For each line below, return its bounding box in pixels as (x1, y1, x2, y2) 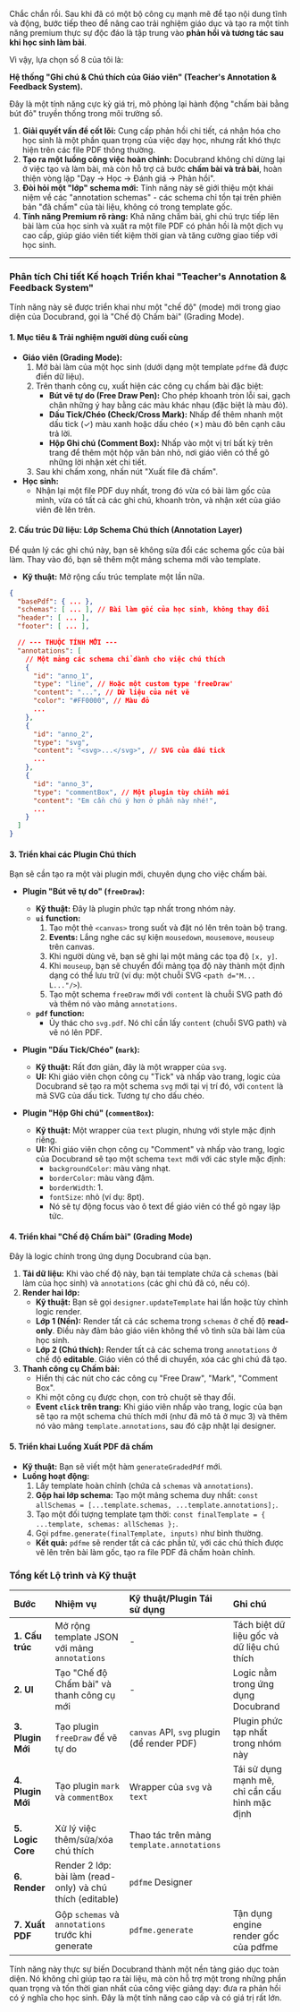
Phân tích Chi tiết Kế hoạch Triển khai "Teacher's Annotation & (9, 270, 287, 282)
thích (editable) (54, 1892, 120, 1905)
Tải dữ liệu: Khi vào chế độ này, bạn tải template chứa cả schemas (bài (21, 1268, 279, 1280)
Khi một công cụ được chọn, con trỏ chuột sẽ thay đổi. (35, 1392, 237, 1403)
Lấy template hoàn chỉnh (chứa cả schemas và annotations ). (35, 1480, 254, 1491)
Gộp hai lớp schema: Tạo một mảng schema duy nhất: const (35, 1489, 259, 1500)
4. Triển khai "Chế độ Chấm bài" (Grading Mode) (9, 1231, 194, 1242)
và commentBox (54, 1791, 113, 1803)
